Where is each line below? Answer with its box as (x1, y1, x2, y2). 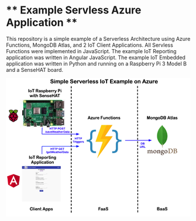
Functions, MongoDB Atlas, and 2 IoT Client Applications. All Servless (6, 42, 174, 49)
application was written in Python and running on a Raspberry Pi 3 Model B (6, 60, 187, 67)
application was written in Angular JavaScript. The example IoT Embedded (6, 54, 186, 61)
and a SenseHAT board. (6, 66, 63, 73)
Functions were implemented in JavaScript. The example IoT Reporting (6, 47, 177, 54)
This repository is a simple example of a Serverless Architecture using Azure (6, 35, 191, 42)
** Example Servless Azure (6, 4, 142, 17)
